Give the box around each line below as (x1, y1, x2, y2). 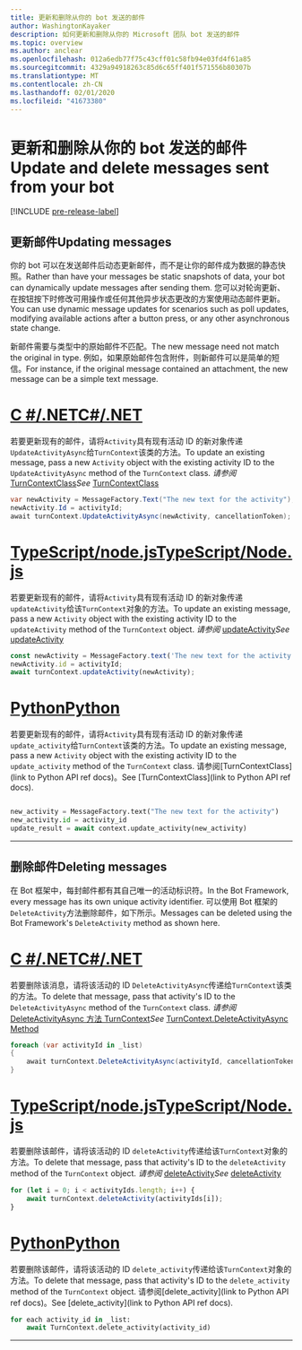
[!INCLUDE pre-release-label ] (10, 206, 119, 217)
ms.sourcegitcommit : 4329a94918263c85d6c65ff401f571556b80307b (10, 64, 252, 73)
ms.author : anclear (10, 47, 83, 56)
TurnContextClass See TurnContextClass (10, 478, 160, 489)
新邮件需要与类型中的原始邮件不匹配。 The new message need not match (10, 342, 280, 352)
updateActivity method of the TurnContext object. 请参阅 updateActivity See (10, 624, 290, 635)
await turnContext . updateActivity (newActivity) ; (10, 668, 195, 677)
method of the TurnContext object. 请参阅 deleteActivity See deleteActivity (10, 1168, 281, 1179)
